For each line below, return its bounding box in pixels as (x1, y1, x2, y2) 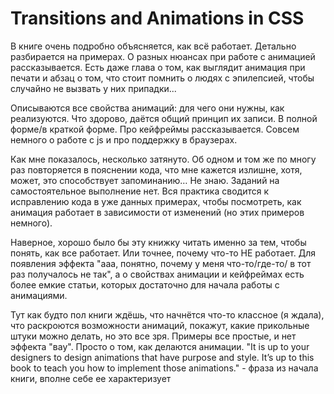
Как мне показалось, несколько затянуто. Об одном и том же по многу (10, 153, 317, 165)
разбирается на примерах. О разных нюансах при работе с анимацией (10, 50, 316, 62)
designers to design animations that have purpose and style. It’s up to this (10, 351, 315, 363)
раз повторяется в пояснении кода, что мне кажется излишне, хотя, (10, 163, 303, 176)
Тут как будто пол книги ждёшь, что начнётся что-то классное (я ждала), (10, 308, 325, 321)
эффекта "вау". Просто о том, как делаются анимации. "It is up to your (10, 340, 310, 352)
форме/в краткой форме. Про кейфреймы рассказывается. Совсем (10, 123, 300, 135)
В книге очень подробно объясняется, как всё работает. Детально (10, 40, 297, 52)
